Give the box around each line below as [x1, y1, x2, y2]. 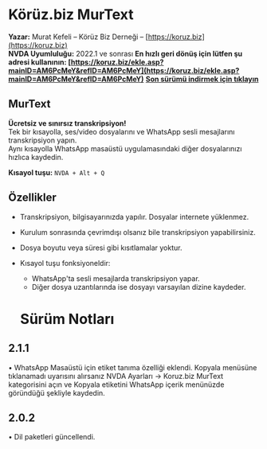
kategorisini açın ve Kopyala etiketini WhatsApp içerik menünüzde [8, 380, 225, 389]
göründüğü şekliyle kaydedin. [8, 388, 105, 397]
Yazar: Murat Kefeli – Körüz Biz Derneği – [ [8, 32, 149, 41]
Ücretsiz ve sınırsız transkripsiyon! [8, 118, 127, 128]
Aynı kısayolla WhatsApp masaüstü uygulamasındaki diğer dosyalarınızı [8, 143, 242, 153]
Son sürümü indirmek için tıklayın [145, 74, 259, 84]
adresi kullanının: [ [8, 57, 72, 67]
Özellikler [8, 191, 57, 205]
